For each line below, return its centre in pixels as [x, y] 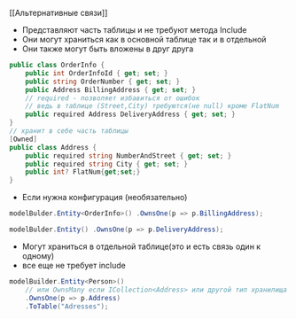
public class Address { [53, 147]
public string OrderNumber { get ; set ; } [102, 82]
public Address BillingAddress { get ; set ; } [111, 89]
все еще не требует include [74, 265]
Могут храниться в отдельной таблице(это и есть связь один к [141, 246]
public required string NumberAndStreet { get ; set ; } [129, 156]
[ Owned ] [23, 139]
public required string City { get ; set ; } [107, 164]
